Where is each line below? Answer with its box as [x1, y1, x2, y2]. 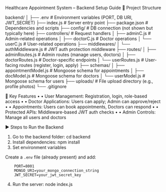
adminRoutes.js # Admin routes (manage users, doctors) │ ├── [5, 51, 136, 57]
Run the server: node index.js [12, 181, 73, 187]
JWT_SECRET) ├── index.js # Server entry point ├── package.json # [5, 20, 149, 25]
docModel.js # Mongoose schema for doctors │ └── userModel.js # [5, 73, 146, 78]
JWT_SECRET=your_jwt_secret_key [14, 172, 81, 177]
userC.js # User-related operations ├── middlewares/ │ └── [5, 41, 131, 47]
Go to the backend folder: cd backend [12, 134, 91, 139]
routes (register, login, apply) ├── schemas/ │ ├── [19, 62, 125, 68]
